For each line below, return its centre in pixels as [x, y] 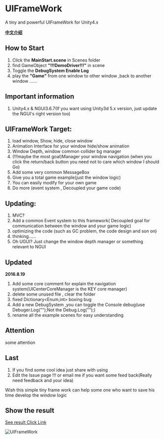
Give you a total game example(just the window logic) [67, 177]
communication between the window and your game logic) [72, 226]
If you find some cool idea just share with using [60, 370]
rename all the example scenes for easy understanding [68, 315]
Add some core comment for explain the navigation [64, 284]
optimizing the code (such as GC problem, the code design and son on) [84, 231]
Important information [40, 97]
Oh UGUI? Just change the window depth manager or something [78, 241]
